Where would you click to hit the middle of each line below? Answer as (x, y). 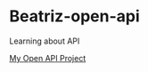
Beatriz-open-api (74, 16)
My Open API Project (48, 58)
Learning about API (45, 41)
